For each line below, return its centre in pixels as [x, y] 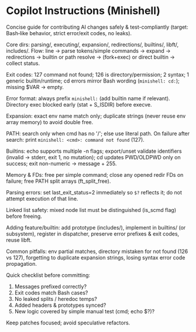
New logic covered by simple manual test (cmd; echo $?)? [85, 311]
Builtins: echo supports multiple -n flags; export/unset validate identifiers [94, 151]
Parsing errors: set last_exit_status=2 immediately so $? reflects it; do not [94, 192]
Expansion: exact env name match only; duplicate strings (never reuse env [96, 116]
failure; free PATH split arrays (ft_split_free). [59, 181]
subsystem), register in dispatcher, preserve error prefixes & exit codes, [93, 234]
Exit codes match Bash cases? [51, 292]
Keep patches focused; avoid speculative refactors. [68, 323]
